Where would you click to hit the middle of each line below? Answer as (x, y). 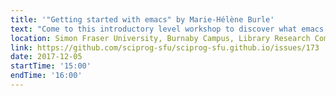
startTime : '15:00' (51, 66)
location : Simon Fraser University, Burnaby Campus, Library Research (160, 38)
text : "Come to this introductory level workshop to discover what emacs (167, 29)
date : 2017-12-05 (46, 57)
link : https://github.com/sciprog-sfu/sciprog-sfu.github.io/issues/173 (165, 47)
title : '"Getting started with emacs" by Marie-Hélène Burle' (142, 19)
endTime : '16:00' (46, 76)
